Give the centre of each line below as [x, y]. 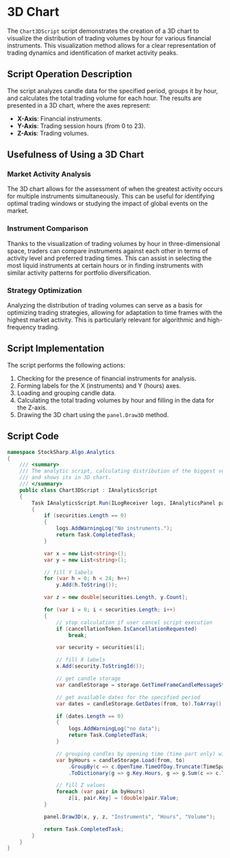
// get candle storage [88, 679]
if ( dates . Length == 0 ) [90, 716]
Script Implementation [56, 349]
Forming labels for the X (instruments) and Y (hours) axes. [99, 386]
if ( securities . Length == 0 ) [85, 516]
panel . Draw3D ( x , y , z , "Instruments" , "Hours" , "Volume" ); [130, 817]
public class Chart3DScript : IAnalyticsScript [88, 490]
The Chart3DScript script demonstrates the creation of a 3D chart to [103, 31]
